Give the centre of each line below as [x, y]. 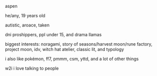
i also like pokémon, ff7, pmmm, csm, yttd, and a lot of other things [72, 59]
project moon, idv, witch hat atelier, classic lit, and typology [65, 49]
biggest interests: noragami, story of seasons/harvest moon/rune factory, [79, 44]
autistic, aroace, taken [27, 25]
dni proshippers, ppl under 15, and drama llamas [53, 35]
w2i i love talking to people [32, 68]
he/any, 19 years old [25, 15]
